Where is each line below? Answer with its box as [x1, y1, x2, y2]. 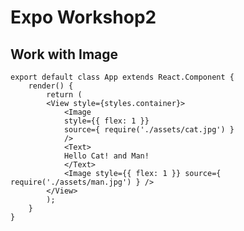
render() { [28, 81, 74, 91]
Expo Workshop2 [10, 6, 157, 29]
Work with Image [10, 46, 119, 63]
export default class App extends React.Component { [10, 72, 235, 82]
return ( [46, 90, 83, 100]
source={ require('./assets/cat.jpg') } [63, 125, 235, 135]
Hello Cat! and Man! [63, 151, 150, 161]
